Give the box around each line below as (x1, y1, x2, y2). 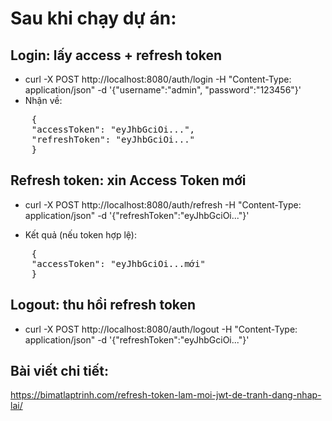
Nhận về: (24, 95, 63, 106)
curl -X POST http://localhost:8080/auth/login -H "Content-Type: (24, 73, 292, 85)
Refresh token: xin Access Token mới (10, 172, 247, 189)
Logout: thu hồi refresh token (10, 297, 197, 314)
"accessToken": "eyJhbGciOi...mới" (31, 258, 206, 269)
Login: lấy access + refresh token (10, 47, 222, 64)
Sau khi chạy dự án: (10, 7, 177, 30)
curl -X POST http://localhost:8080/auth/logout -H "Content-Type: (24, 323, 298, 335)
